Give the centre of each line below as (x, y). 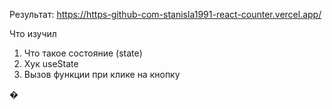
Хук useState (51, 63)
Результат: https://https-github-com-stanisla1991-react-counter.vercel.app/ (165, 14)
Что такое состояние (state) (83, 53)
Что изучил (33, 33)
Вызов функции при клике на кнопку (102, 74)
